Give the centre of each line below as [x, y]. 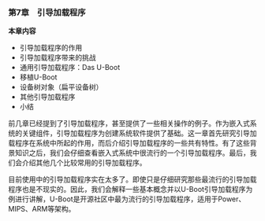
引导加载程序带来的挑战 [58, 57]
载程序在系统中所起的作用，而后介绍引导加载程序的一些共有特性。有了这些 [129, 143]
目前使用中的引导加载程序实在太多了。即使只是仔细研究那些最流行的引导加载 [132, 179]
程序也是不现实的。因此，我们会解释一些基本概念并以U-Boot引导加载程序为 [131, 190]
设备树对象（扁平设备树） [61, 87]
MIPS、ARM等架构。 [42, 209]
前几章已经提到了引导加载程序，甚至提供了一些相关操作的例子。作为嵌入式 [129, 123]
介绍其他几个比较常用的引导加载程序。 [84, 163]
